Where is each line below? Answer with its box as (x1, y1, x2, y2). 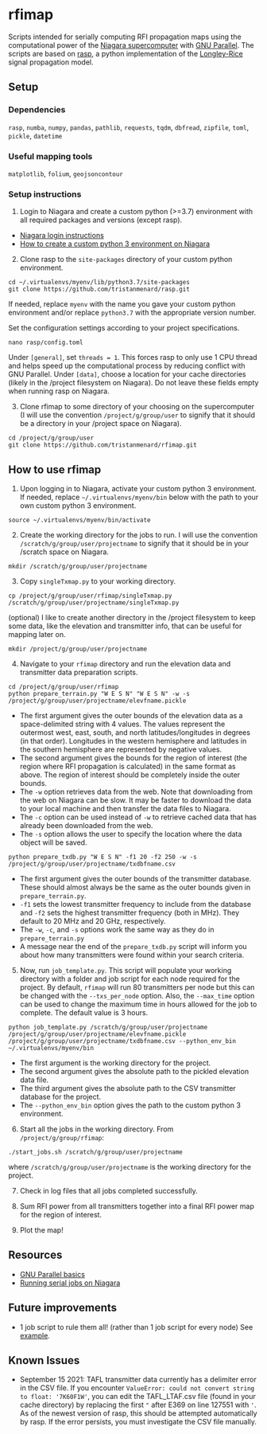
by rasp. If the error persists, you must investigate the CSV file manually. (19, 1417, 257, 1427)
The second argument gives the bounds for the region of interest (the (19, 753, 248, 763)
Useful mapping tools (8, 150, 93, 162)
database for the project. (19, 1092, 102, 1102)
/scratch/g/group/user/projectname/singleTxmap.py (8, 599, 180, 607)
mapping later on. (8, 630, 66, 639)
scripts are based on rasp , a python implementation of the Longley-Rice (8, 49, 244, 58)
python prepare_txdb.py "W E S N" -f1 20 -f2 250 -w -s (8, 854, 197, 862)
